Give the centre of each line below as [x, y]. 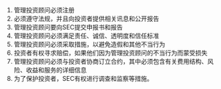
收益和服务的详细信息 [56, 70]
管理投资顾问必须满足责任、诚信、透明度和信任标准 [86, 36]
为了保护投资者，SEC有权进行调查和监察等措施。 [83, 78]
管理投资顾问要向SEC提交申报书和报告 [68, 27]
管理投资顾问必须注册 [44, 10]
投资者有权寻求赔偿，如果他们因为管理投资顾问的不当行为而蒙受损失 [110, 53]
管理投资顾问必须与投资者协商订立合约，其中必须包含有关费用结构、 [110, 61]
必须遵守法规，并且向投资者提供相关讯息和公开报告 [86, 18]
